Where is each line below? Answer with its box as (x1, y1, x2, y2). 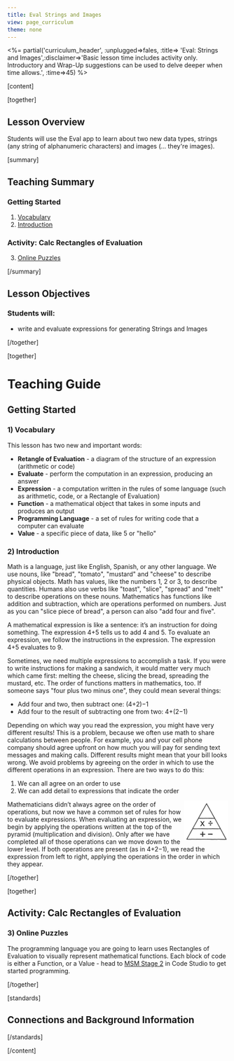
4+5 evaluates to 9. (7, 643, 63, 652)
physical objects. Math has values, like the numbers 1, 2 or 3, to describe (7, 577, 217, 586)
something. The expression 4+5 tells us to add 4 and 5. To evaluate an (7, 628, 210, 637)
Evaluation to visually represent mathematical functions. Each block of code (7, 952, 226, 960)
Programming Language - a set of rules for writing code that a (17, 514, 199, 522)
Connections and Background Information (7, 1014, 195, 1026)
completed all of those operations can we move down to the (7, 837, 181, 846)
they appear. (7, 860, 44, 868)
